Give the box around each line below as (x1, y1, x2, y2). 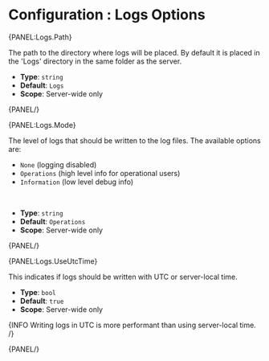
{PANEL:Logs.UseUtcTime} (8, 256, 98, 266)
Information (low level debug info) (19, 177, 134, 187)
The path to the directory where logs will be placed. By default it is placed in (8, 47, 261, 57)
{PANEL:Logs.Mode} (8, 120, 76, 129)
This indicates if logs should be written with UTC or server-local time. (8, 272, 238, 281)
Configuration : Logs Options (8, 6, 206, 24)
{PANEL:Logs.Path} (8, 32, 72, 42)
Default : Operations (19, 216, 86, 226)
